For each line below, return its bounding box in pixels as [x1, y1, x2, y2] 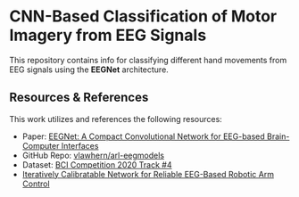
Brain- [266, 131, 290, 142]
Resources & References [9, 90, 149, 105]
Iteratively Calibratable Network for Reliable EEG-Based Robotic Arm [21, 168, 275, 179]
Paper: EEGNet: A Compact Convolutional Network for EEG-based [21, 131, 265, 142]
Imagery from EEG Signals [9, 25, 207, 45]
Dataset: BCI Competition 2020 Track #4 [21, 159, 172, 170]
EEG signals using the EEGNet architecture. [9, 64, 170, 75]
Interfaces [61, 140, 99, 151]
